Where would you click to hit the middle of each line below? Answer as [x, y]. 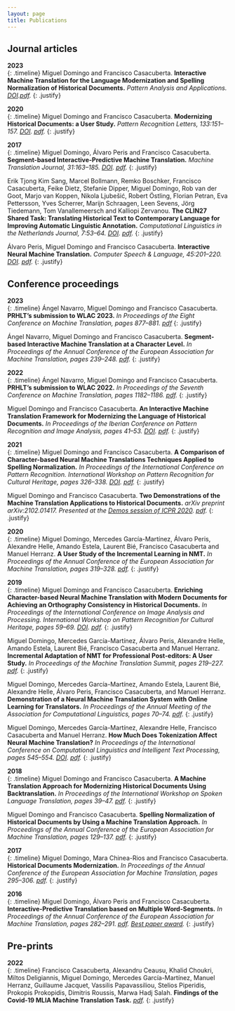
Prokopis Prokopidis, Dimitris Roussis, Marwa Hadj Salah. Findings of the [113, 992]
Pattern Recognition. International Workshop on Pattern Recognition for [110, 475]
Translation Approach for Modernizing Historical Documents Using [107, 786]
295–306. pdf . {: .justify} [42, 880]
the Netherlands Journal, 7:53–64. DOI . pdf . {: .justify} [85, 233]
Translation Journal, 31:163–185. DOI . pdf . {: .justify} [82, 167]
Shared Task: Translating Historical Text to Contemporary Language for [114, 218]
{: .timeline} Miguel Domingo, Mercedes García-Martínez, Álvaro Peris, [109, 539]
